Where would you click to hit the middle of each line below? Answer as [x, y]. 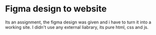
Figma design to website [56, 9]
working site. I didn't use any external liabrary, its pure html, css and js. [77, 27]
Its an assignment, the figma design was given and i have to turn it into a [78, 22]
